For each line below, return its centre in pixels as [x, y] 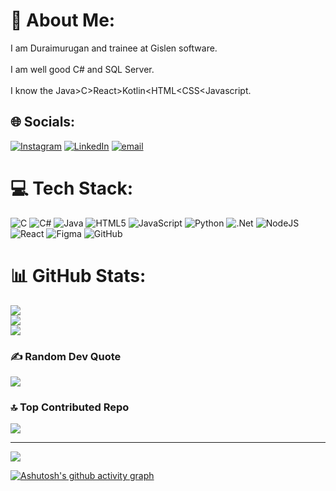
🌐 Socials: [43, 122]
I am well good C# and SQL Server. [82, 69]
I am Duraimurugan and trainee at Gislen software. [114, 48]
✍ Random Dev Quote [66, 356]
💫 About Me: [63, 20]
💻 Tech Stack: [72, 188]
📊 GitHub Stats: [78, 275]
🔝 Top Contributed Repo [70, 407]
